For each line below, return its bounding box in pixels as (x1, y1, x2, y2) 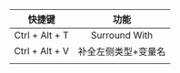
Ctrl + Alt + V (14, 45, 70, 57)
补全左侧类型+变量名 (77, 45, 166, 58)
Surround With (90, 29, 153, 41)
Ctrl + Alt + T (14, 29, 70, 41)
